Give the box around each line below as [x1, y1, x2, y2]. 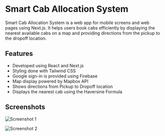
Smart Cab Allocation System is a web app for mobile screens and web [5, 20, 150, 26]
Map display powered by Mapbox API [12, 78, 89, 84]
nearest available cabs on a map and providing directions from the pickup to [5, 30, 161, 36]
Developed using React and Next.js [12, 62, 84, 68]
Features [5, 50, 33, 58]
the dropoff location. [5, 35, 47, 41]
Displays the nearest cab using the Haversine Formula [12, 88, 123, 94]
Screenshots [5, 103, 45, 111]
